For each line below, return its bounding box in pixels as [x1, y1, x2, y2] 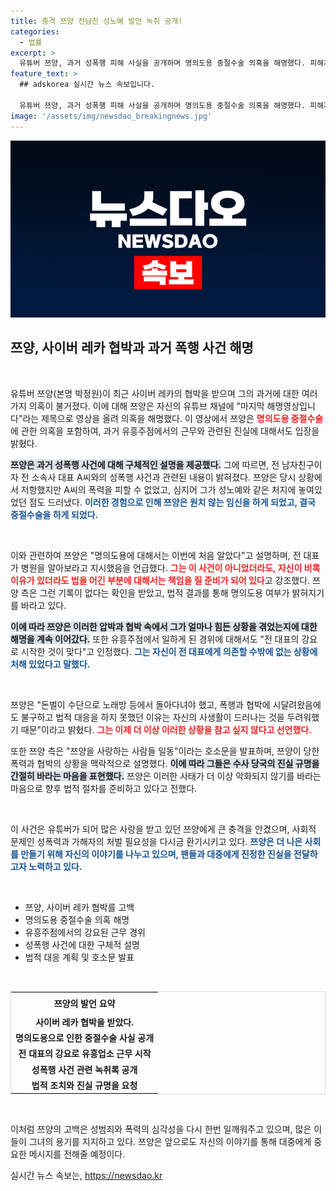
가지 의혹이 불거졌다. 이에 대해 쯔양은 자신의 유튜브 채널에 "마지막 [10, 400, 265, 412]
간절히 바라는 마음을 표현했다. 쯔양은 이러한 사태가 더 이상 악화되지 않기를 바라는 [10, 770, 322, 782]
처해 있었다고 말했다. [10, 658, 91, 670]
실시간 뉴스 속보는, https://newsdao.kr [10, 1170, 163, 1182]
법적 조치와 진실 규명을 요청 [31, 1079, 138, 1091]
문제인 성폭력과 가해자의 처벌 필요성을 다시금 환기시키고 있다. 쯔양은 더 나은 [10, 835, 303, 847]
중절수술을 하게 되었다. [10, 508, 99, 520]
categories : [10, 26, 60, 37]
